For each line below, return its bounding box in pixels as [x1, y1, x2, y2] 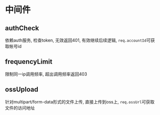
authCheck [5, 24, 39, 32]
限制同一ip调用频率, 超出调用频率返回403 [5, 71, 87, 77]
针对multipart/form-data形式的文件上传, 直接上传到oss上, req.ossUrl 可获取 [5, 99, 155, 104]
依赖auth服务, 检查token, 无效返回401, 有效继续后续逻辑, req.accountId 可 [5, 37, 151, 43]
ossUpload [5, 86, 39, 94]
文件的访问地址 [5, 105, 35, 111]
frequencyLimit [5, 57, 52, 66]
